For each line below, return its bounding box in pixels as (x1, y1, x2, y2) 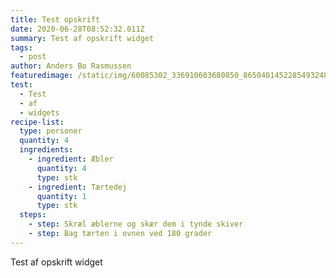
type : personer (19, 126, 83, 136)
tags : (10, 42, 33, 53)
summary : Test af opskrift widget (10, 33, 155, 43)
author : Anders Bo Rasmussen (10, 61, 132, 71)
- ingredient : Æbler (28, 154, 114, 164)
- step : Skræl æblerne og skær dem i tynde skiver (28, 219, 244, 230)
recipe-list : (10, 117, 65, 127)
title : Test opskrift (10, 14, 101, 25)
